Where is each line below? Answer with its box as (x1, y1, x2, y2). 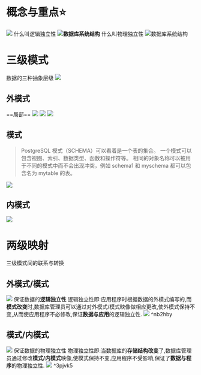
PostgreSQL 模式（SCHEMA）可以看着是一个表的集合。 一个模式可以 (20, 147, 192, 154)
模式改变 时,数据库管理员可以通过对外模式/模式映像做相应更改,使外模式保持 (6, 303, 190, 310)
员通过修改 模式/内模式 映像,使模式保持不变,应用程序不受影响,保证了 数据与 (6, 354, 187, 361)
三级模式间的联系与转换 (6, 259, 64, 267)
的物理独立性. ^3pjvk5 (11, 362, 73, 369)
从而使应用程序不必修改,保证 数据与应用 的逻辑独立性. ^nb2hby (13, 311, 173, 318)
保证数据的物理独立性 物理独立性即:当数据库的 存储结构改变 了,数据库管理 (13, 347, 192, 354)
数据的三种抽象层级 (6, 74, 54, 81)
